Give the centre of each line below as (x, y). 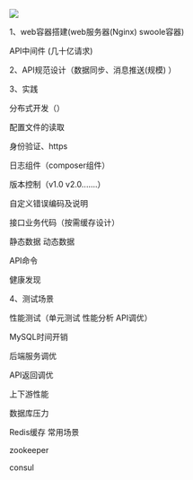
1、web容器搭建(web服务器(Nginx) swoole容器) (97, 32)
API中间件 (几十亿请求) (51, 51)
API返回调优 (31, 375)
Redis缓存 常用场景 (44, 432)
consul (22, 467)
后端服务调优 (33, 356)
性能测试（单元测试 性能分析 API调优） (81, 318)
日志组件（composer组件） (60, 165)
